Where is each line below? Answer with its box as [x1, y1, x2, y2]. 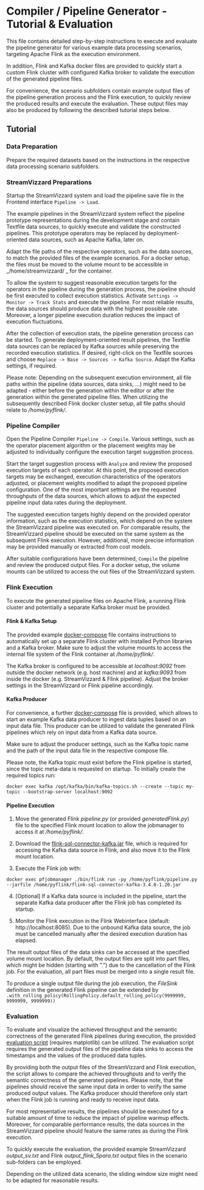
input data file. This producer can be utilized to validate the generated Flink [6, 722, 195, 729]
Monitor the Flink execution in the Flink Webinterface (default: [15, 917, 171, 925]
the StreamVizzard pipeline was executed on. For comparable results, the [6, 524, 191, 531]
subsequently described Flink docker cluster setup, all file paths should [6, 399, 186, 407]
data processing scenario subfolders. [6, 163, 100, 170]
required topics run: [6, 771, 56, 778]
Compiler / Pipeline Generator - [6, 4, 167, 18]
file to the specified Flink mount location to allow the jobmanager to [15, 822, 185, 829]
